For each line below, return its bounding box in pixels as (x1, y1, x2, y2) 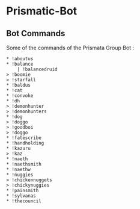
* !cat (6, 87, 23, 93)
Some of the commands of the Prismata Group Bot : (6, 44, 135, 51)
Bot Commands (6, 28, 65, 39)
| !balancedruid (17, 66, 58, 72)
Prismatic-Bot (6, 4, 78, 18)
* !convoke (6, 93, 34, 99)
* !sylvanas (6, 193, 36, 199)
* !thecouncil (6, 198, 42, 204)
